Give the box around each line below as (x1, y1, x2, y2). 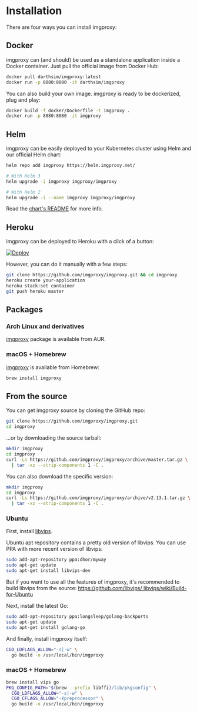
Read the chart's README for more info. (6, 205, 103, 212)
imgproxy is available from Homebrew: (6, 363, 100, 371)
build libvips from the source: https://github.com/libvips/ (6, 585, 142, 592)
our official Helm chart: (6, 151, 62, 158)
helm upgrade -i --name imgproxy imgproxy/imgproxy (6, 195, 135, 200)
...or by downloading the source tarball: (6, 434, 102, 441)
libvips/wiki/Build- (143, 585, 187, 592)
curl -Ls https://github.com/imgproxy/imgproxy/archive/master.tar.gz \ (6, 457, 188, 463)
